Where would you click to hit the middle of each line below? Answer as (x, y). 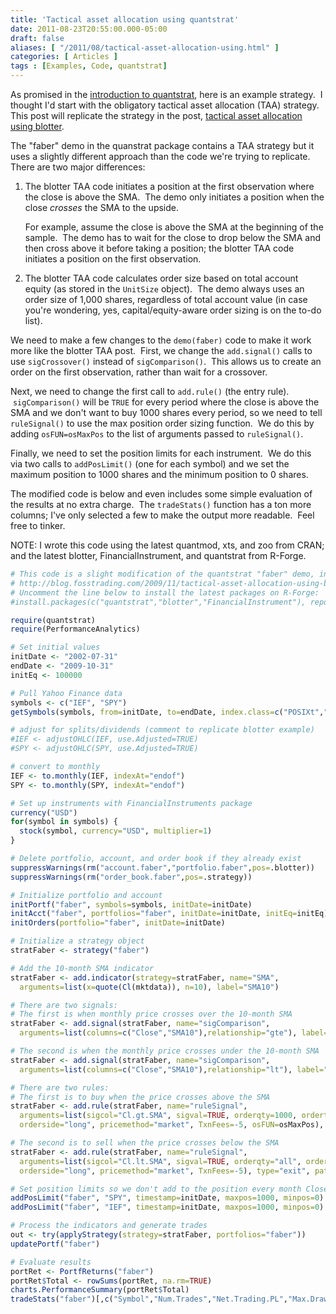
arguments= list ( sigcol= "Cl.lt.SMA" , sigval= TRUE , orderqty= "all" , (160, 1161)
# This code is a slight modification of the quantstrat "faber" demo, (162, 574)
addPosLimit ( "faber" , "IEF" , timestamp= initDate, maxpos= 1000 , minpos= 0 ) (167, 1207)
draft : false (37, 38)
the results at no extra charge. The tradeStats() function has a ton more (161, 504)
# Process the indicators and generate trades (109, 1226)
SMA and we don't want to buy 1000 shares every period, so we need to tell (166, 412)
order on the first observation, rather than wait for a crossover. (139, 372)
